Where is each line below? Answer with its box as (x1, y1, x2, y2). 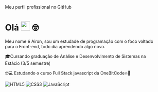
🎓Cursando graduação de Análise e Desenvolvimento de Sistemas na (5, 53, 146, 59)
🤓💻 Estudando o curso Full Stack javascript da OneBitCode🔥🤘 (5, 70, 131, 76)
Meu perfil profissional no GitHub (5, 4, 72, 10)
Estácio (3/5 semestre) (5, 60, 51, 66)
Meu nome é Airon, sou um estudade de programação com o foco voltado (5, 38, 154, 44)
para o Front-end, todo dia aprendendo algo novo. (5, 43, 105, 49)
